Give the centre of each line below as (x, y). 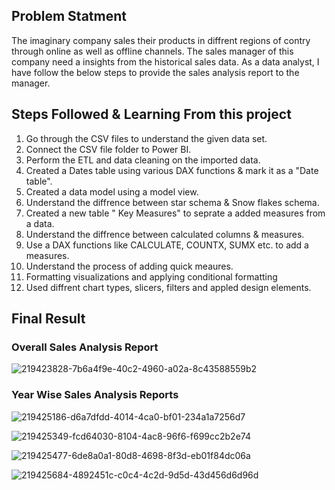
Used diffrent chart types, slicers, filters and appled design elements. (168, 287)
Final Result (48, 319)
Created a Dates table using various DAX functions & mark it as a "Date (172, 170)
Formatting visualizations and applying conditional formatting (151, 276)
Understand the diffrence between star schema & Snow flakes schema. (172, 202)
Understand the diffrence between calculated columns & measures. (165, 234)
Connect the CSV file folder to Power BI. (108, 149)
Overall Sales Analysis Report (85, 347)
